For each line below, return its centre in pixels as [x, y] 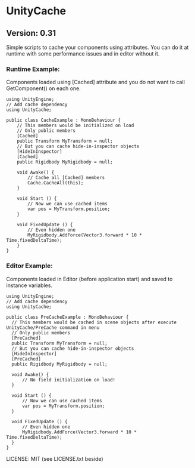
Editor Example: [29, 266]
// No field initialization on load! [69, 380]
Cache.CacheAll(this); [56, 183]
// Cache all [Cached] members [66, 178]
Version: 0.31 [31, 33]
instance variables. [29, 285]
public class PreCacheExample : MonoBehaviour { [67, 317]
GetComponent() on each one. [44, 88]
